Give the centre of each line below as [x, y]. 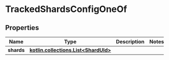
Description [130, 42]
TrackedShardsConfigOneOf [66, 9]
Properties [22, 28]
